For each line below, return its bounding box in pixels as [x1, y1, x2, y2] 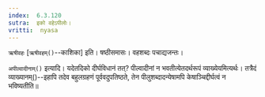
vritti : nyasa [8, 26, 59, 34]
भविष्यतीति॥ [8, 81, 39, 91]
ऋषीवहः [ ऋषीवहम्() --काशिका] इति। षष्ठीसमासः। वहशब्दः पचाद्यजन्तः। [8, 48, 184, 58]
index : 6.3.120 [8, 11, 62, 20]
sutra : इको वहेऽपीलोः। [8, 19, 72, 27]
